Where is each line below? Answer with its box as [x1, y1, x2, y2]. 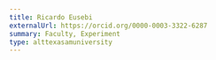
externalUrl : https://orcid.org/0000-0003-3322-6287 [9, 21, 208, 30]
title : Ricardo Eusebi [9, 12, 93, 22]
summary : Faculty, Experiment [9, 29, 121, 38]
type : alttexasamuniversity [9, 37, 113, 47]
